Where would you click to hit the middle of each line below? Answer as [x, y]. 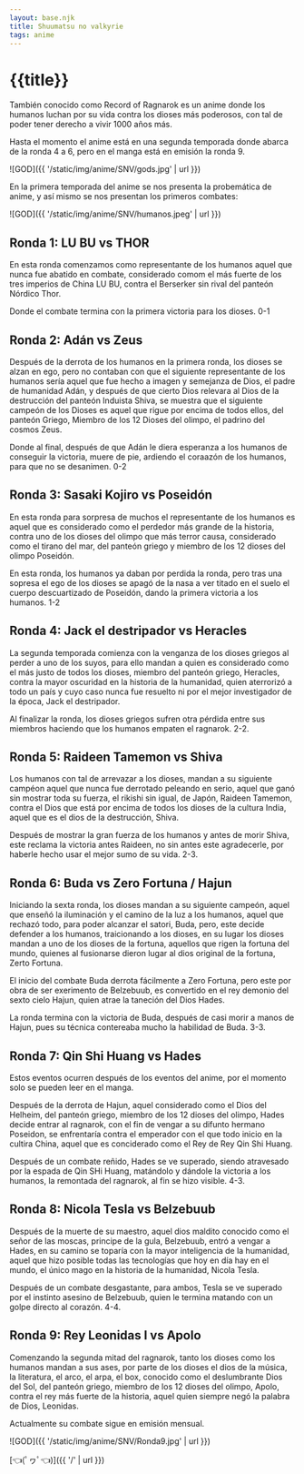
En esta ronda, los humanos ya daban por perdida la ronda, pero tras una [146, 573]
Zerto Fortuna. [36, 963]
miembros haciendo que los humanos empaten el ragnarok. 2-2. [129, 728]
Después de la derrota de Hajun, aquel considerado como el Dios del [138, 1105]
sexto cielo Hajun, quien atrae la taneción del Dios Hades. [117, 1000]
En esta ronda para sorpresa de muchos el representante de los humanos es [152, 517]
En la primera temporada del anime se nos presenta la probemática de [141, 187]
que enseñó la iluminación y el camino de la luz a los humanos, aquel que [147, 914]
